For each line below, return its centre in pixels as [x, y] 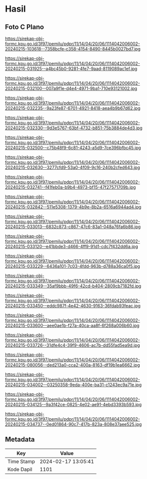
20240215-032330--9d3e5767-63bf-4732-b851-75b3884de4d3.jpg [74, 128]
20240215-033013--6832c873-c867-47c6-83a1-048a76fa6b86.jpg [73, 227]
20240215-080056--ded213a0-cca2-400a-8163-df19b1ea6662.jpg [73, 365]
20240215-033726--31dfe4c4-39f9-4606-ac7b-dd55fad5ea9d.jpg [73, 345]
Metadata [20, 439]
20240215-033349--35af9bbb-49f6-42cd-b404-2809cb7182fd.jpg [73, 286]
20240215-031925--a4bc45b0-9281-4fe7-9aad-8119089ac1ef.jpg [71, 69]
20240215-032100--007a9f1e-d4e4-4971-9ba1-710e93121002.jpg [71, 88]
